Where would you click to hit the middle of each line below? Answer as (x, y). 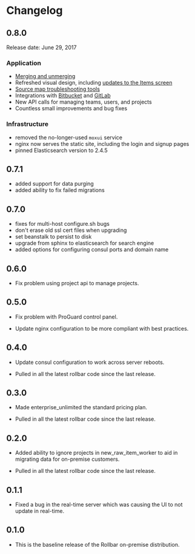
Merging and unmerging (45, 76)
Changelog (35, 11)
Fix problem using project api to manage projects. (77, 283)
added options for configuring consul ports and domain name (92, 249)
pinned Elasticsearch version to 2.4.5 (61, 150)
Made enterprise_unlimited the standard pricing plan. (81, 407)
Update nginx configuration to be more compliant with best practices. (102, 328)
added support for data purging (54, 184)
